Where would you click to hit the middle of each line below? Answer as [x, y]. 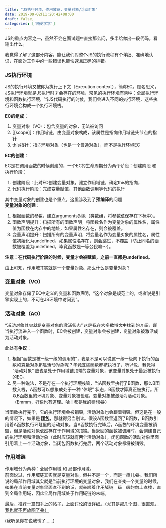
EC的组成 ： [17, 116]
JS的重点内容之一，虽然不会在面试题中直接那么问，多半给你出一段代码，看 [81, 38]
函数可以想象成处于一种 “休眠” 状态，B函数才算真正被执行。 [94, 389]
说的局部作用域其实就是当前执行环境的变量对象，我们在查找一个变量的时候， [83, 481]
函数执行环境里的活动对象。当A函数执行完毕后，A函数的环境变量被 [84, 425]
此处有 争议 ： [18, 348]
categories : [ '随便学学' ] [30, 23]
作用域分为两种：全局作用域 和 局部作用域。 [50, 469]
